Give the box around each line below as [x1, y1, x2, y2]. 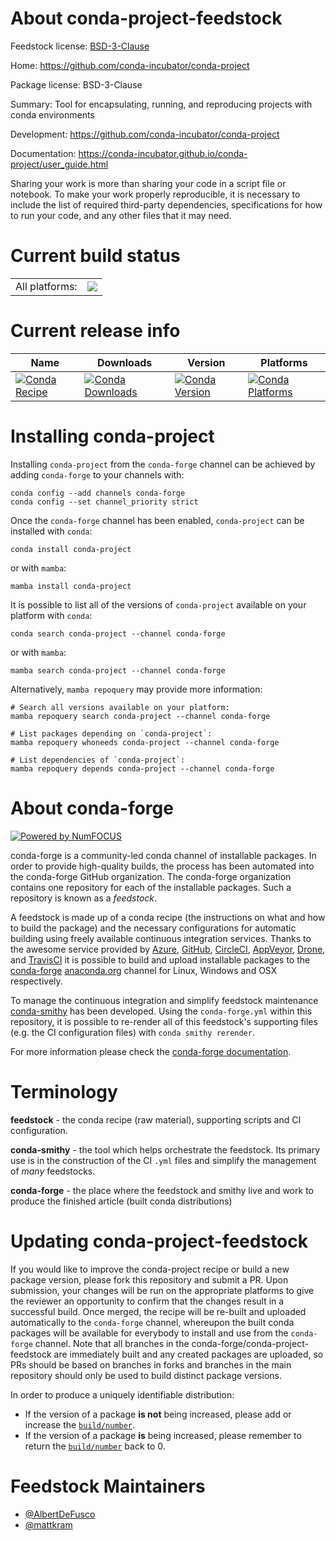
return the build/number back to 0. [24, 1440, 166, 1452]
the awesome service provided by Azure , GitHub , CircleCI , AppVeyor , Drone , [10, 943, 326, 955]
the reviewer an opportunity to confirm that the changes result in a [10, 1295, 285, 1307]
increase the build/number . [24, 1418, 136, 1431]
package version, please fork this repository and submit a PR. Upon [10, 1273, 289, 1286]
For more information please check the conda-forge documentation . [10, 1045, 292, 1057]
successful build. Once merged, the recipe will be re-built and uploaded [10, 1305, 307, 1317]
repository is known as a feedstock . [10, 892, 158, 904]
